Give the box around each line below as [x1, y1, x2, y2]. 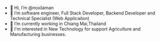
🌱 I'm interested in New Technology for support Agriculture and [9, 26, 141, 32]
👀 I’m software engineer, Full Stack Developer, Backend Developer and [9, 10, 155, 16]
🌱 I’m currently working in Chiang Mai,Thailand [9, 20, 106, 26]
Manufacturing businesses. [9, 31, 66, 37]
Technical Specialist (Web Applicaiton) [9, 15, 89, 21]
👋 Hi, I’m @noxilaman [9, 5, 54, 10]
